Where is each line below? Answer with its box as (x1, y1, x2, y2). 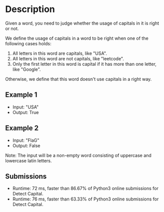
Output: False (12, 142, 41, 149)
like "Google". (12, 66, 41, 72)
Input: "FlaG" (12, 137, 40, 143)
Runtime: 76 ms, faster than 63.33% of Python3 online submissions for (12, 196, 159, 202)
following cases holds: (5, 40, 52, 46)
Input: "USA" (12, 104, 39, 110)
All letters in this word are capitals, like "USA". (12, 50, 107, 56)
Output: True (12, 109, 39, 115)
